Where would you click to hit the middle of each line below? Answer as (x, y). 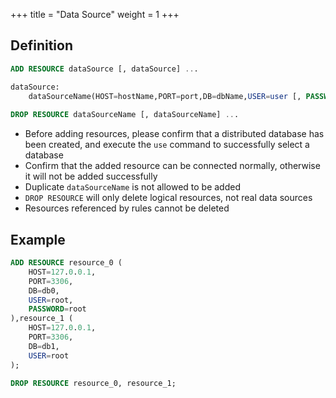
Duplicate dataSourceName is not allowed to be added (132, 187)
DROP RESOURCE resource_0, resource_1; (93, 383)
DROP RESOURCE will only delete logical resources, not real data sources (168, 198)
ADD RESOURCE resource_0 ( (66, 263)
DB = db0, (44, 290)
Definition (41, 45)
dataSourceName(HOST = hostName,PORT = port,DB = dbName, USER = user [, (165, 96)
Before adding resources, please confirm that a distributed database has (174, 134)
